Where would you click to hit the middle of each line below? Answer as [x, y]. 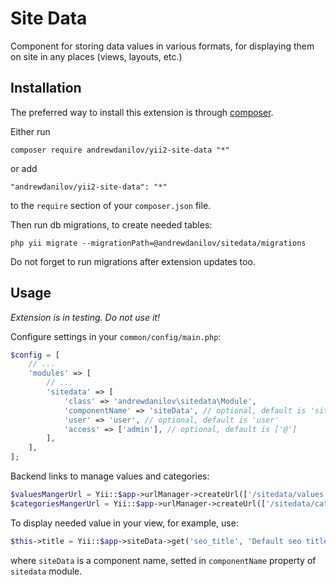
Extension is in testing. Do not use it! [85, 317]
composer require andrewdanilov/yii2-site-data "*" [120, 150]
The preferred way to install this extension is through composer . [142, 112]
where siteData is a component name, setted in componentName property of [163, 560]
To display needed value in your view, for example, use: [124, 523]
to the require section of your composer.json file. [111, 205]
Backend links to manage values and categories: [110, 476]
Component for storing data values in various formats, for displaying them [162, 46]
